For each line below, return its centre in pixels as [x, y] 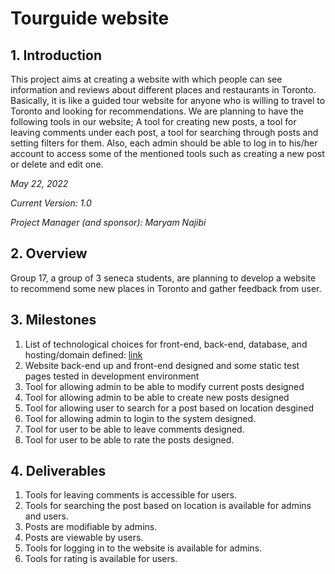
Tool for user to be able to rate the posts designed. [129, 439]
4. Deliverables [58, 471]
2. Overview [49, 253]
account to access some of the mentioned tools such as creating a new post [167, 153]
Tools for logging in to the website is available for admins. [143, 548]
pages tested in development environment [112, 376]
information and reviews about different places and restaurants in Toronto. [163, 90]
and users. [46, 516]
